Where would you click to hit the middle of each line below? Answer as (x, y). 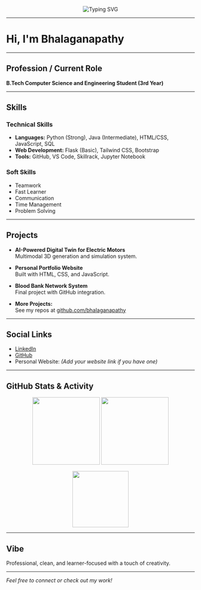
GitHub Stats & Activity (50, 386)
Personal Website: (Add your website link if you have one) (86, 362)
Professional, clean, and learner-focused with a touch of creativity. (88, 563)
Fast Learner (31, 191)
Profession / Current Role (54, 69)
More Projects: (33, 303)
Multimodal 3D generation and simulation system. (76, 256)
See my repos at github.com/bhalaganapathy (70, 310)
